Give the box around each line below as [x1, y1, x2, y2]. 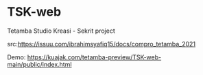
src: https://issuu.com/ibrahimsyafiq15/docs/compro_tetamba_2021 [7, 40, 196, 48]
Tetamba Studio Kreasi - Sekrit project [7, 27, 115, 35]
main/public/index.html [7, 60, 72, 68]
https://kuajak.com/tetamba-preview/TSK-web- [27, 52, 162, 61]
